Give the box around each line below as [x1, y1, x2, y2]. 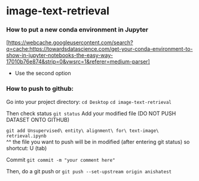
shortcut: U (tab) [6, 145, 47, 152]
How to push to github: [6, 85, 74, 93]
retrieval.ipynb [6, 133, 47, 139]
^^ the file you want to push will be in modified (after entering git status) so [6, 138, 190, 145]
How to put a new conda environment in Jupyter [6, 26, 149, 34]
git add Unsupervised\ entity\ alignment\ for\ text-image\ [6, 127, 160, 134]
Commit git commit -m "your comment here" [6, 156, 115, 163]
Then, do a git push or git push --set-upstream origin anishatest [6, 167, 172, 174]
